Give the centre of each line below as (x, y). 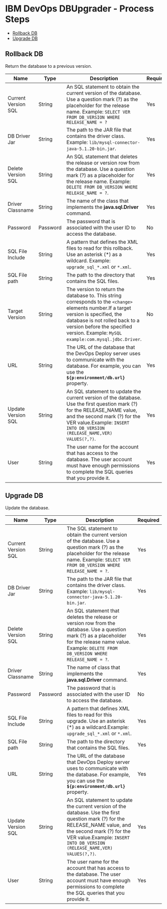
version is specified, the (94, 314)
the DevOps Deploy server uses (103, 353)
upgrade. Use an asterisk (96, 721)
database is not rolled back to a (103, 320)
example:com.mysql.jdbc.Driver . (104, 339)
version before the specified (99, 326)
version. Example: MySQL (94, 333)
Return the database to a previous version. (49, 66)
